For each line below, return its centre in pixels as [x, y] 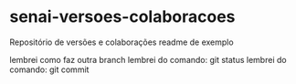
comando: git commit [49, 69]
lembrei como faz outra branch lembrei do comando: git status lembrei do [148, 59]
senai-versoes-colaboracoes [122, 17]
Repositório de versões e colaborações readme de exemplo [122, 42]
